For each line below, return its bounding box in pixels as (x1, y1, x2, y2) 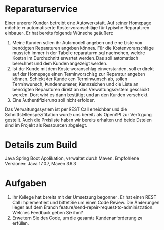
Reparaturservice (5, 3, 78, 15)
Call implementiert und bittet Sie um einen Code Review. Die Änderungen (12, 199, 160, 205)
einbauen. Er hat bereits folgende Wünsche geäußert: (5, 30, 114, 36)
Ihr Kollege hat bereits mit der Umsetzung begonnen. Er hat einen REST (12, 194, 157, 200)
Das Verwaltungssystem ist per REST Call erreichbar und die (5, 106, 127, 112)
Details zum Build (5, 139, 77, 151)
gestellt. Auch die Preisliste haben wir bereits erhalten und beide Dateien (5, 117, 152, 123)
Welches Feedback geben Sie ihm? (12, 209, 83, 215)
